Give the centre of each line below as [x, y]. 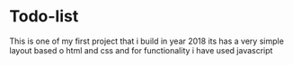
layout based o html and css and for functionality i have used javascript [141, 50]
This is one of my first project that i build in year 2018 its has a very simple [147, 41]
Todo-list [44, 16]
